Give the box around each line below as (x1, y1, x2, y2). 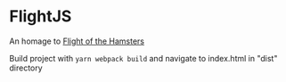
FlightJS (9, 6, 72, 27)
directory (9, 62, 43, 73)
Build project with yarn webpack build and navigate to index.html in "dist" (9, 53, 278, 63)
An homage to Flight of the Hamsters (9, 36, 145, 46)
